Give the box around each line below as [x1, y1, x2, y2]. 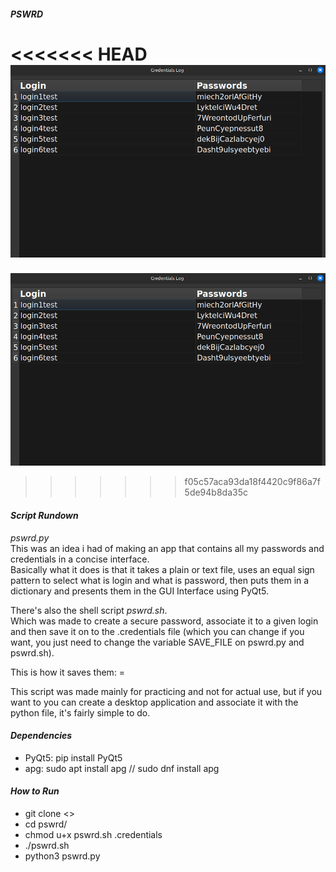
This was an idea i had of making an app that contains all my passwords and [10, 542, 325, 554]
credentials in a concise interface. [10, 553, 150, 565]
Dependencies [10, 730, 73, 742]
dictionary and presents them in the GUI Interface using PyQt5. [10, 585, 270, 597]
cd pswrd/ [24, 818, 68, 830]
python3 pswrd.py [24, 850, 101, 862]
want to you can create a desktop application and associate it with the [10, 696, 299, 708]
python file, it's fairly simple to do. [10, 706, 151, 719]
